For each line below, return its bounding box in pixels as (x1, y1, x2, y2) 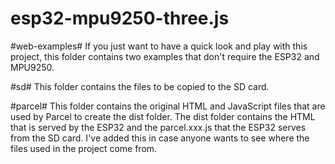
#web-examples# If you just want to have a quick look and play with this (10, 40, 308, 52)
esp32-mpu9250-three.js (10, 7, 230, 30)
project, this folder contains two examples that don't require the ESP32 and (10, 50, 320, 62)
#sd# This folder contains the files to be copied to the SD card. (10, 80, 270, 92)
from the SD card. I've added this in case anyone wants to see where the (10, 132, 310, 144)
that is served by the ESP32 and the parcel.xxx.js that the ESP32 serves (10, 121, 307, 133)
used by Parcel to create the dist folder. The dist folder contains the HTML (10, 110, 316, 122)
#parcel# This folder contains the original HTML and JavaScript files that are (10, 100, 326, 112)
